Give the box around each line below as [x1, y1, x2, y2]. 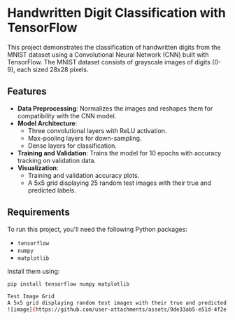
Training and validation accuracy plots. [27, 171, 140, 179]
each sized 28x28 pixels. [16, 65, 89, 74]
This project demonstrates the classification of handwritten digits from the [7, 43, 222, 51]
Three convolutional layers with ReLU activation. [27, 126, 167, 134]
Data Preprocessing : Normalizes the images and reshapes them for [17, 104, 213, 113]
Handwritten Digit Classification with [7, 5, 226, 21]
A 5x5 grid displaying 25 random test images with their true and [27, 179, 211, 187]
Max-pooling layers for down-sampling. [27, 134, 142, 142]
